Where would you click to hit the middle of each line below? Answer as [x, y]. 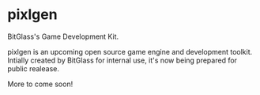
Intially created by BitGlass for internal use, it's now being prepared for [122, 60]
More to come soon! [40, 84]
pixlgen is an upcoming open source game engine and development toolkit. [130, 51]
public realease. [34, 68]
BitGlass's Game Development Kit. [63, 36]
